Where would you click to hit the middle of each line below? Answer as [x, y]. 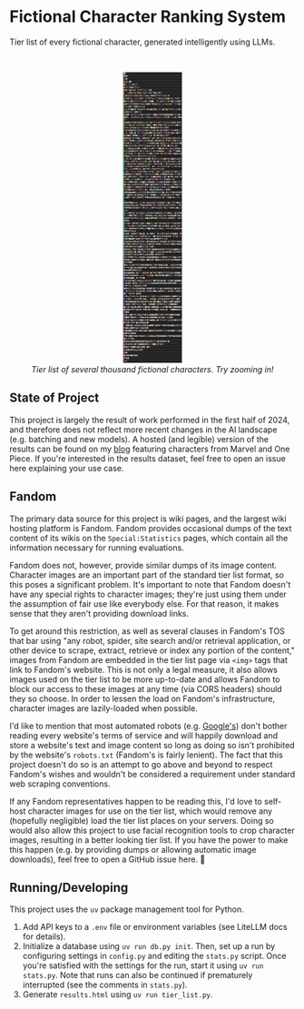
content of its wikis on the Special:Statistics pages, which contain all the [149, 538]
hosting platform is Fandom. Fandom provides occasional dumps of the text [151, 528]
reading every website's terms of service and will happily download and [144, 735]
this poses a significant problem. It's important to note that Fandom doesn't [150, 584]
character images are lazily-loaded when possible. [103, 708]
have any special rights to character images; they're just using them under [148, 594]
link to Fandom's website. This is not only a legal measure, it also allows [144, 669]
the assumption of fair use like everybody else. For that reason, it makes [144, 603]
